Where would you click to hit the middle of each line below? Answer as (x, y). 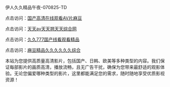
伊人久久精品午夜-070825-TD (36, 7)
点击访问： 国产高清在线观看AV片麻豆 (44, 18)
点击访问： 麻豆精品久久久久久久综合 (43, 50)
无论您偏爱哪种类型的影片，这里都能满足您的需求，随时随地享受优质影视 (89, 73)
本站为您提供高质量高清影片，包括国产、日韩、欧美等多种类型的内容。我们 (83, 61)
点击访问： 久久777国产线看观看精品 (42, 39)
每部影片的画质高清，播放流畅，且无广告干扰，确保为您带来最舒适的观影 (85, 67)
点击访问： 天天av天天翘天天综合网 (41, 29)
